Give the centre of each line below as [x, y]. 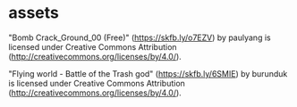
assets [34, 13]
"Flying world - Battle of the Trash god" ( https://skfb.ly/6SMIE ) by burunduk [148, 73]
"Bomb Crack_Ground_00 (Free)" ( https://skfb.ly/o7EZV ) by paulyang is [140, 37]
